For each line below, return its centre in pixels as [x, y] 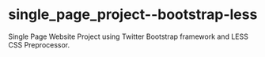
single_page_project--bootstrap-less [133, 15]
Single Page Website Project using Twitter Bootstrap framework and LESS [129, 36]
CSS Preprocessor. [39, 44]
